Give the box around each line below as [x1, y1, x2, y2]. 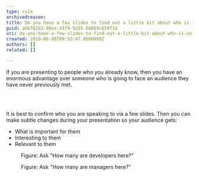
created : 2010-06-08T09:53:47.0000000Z [6, 36, 105, 42]
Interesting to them [14, 134, 61, 141]
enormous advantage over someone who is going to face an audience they [6, 74, 190, 82]
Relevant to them [14, 140, 56, 148]
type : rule [6, 8, 33, 15]
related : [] [6, 47, 36, 53]
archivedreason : [6, 14, 46, 20]
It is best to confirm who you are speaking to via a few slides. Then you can [6, 110, 191, 117]
